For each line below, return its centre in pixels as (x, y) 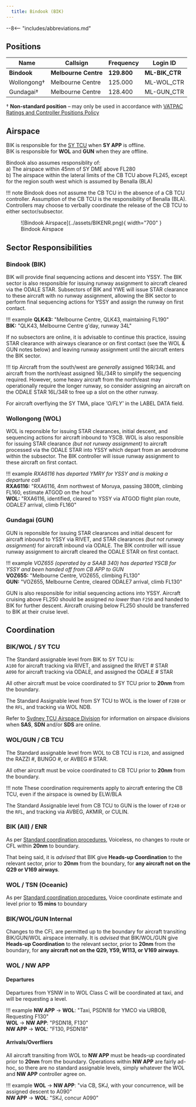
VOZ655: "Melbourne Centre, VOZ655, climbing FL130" (73, 575)
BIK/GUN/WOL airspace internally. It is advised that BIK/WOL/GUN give (92, 938)
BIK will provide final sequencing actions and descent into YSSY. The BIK (94, 277)
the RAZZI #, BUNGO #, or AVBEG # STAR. (57, 759)
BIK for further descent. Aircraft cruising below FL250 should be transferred (97, 605)
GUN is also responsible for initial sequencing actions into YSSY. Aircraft (93, 593)
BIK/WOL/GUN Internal (39, 919)
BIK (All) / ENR (27, 827)
